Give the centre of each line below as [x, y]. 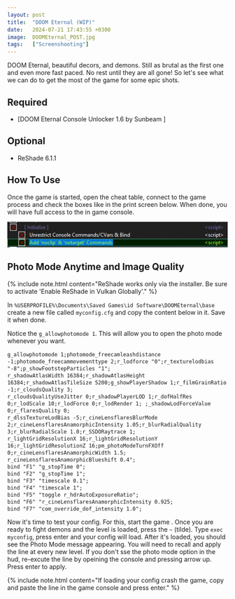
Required [27, 102]
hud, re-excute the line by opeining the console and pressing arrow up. [109, 559]
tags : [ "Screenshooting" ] [48, 45]
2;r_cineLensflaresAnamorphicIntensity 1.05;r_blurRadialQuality [104, 424]
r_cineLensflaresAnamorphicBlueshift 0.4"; [72, 459]
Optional [26, 141]
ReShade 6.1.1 [37, 158]
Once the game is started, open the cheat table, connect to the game [107, 197]
